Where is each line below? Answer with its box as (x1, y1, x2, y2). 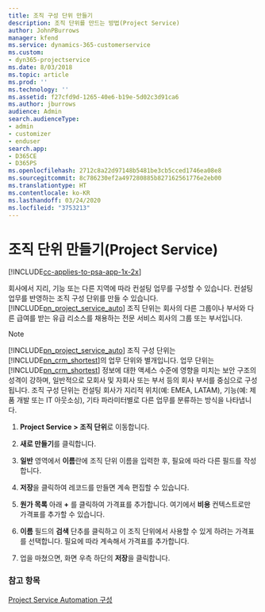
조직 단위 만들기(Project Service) (8, 240, 218, 258)
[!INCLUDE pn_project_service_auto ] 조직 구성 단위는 (8, 346, 176, 355)
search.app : (8, 145, 48, 153)
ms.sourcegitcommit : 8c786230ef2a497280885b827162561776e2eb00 (8, 174, 222, 183)
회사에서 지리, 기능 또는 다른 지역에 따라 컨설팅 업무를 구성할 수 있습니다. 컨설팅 (8, 284, 254, 293)
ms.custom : (8, 48, 44, 56)
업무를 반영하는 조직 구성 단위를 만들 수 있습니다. (8, 293, 159, 303)
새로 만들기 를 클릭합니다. (19, 439, 97, 449)
